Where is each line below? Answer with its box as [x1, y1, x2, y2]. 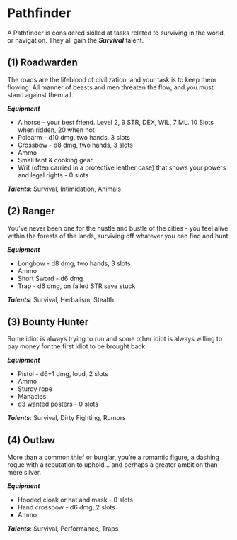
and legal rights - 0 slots [17, 170, 89, 179]
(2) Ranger [7, 205, 55, 217]
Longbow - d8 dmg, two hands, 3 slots [17, 259, 131, 268]
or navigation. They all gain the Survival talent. [7, 35, 144, 44]
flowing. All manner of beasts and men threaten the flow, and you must [7, 83, 214, 92]
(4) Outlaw [7, 434, 55, 446]
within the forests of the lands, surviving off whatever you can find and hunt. [7, 231, 231, 240]
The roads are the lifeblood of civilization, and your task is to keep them [7, 75, 216, 84]
